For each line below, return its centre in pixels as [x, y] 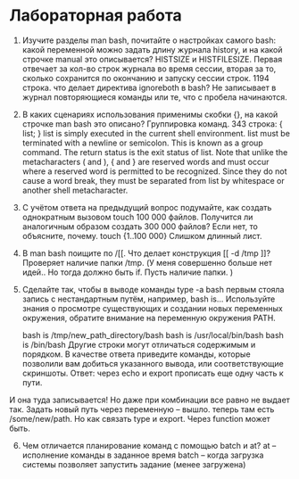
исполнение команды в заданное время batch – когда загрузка [143, 455]
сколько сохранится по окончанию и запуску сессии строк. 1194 [145, 78]
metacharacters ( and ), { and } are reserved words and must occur [145, 161]
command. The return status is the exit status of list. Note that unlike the [155, 152]
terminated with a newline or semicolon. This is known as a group [142, 143]
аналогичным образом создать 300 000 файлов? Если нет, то [140, 226]
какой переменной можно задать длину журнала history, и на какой [152, 49]
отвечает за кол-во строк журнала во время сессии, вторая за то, [149, 69]
